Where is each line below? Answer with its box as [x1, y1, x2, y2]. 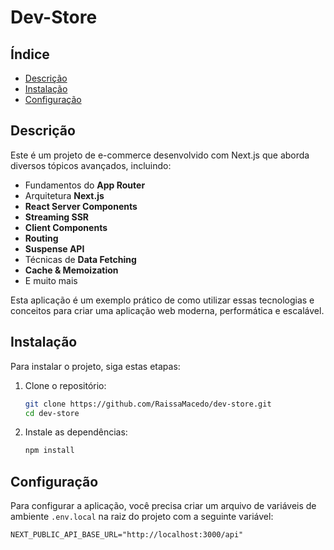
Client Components [24, 221, 108, 233]
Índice [10, 46, 50, 63]
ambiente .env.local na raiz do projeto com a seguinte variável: [10, 511, 274, 523]
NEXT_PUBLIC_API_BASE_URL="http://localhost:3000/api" [10, 530, 244, 540]
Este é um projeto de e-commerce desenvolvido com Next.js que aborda [10, 149, 310, 161]
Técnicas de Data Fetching [24, 253, 137, 265]
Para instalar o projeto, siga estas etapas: [10, 360, 181, 372]
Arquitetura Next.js [24, 189, 105, 201]
